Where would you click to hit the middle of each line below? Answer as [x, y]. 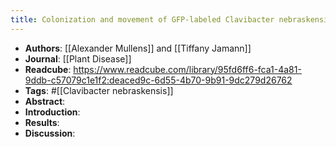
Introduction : [52, 112]
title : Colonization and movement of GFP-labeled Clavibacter [142, 19]
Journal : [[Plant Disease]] [78, 58]
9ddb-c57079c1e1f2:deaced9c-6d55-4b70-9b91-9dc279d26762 [158, 80]
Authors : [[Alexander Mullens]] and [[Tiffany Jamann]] [138, 48]
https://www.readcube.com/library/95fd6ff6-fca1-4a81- [187, 69]
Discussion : [50, 133]
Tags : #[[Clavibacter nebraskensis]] [99, 90]
